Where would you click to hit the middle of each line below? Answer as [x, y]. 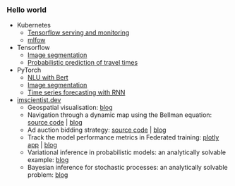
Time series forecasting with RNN [76, 92]
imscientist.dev [39, 100]
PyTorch [29, 70]
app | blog [42, 145]
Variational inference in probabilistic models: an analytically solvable [127, 152]
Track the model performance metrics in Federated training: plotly [123, 137]
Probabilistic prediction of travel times [83, 63]
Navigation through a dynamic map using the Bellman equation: [120, 115]
